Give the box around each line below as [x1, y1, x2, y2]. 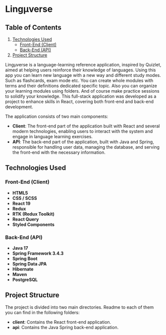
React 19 [12, 200, 31, 206]
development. [5, 104, 33, 110]
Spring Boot [12, 255, 38, 261]
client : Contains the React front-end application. [12, 319, 111, 325]
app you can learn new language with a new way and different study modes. [5, 72, 161, 78]
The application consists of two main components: [5, 113, 109, 119]
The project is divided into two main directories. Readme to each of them [5, 304, 154, 310]
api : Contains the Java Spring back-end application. [12, 324, 119, 330]
